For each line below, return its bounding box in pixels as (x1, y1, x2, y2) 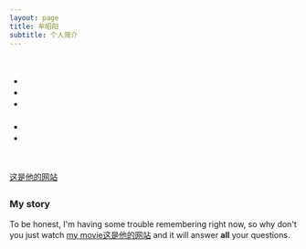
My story (9, 198, 50, 211)
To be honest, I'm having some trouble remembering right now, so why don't (9, 218, 297, 229)
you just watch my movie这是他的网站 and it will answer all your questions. (9, 229, 290, 240)
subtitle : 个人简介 (9, 30, 79, 39)
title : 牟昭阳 (9, 22, 59, 31)
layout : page (9, 13, 59, 23)
